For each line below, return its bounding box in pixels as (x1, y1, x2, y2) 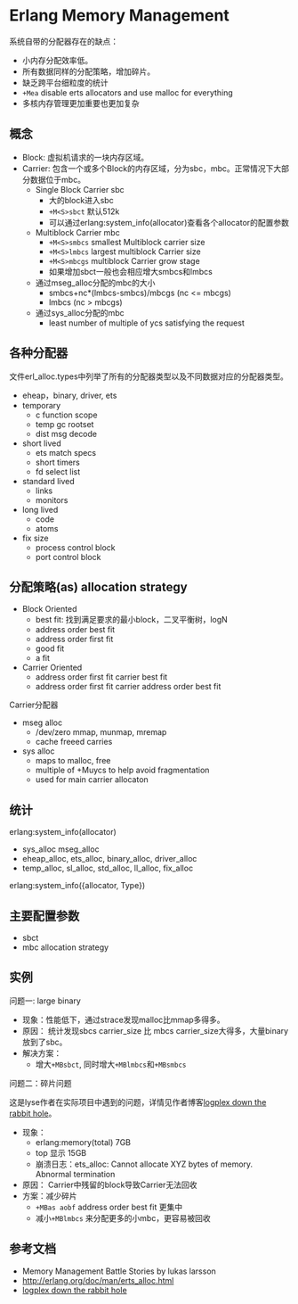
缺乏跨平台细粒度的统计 (21, 77, 109, 87)
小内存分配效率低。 (21, 54, 93, 65)
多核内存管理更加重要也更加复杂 (21, 97, 140, 108)
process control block (35, 541, 116, 553)
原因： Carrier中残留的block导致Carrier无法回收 (21, 1179, 197, 1190)
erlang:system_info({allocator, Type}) (9, 880, 145, 891)
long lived (21, 504, 59, 515)
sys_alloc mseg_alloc (21, 844, 100, 854)
